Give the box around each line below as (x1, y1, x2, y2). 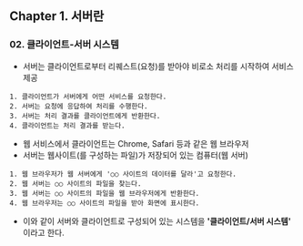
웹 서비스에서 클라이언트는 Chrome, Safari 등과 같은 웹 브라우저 (22, 138, 249, 149)
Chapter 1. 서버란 (9, 8, 105, 25)
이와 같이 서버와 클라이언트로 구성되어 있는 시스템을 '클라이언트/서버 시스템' (22, 215, 291, 226)
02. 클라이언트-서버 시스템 (9, 38, 120, 51)
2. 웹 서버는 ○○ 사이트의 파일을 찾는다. (9, 179, 142, 189)
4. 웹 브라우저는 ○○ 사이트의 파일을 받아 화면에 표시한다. (9, 199, 200, 208)
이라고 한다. (22, 227, 66, 238)
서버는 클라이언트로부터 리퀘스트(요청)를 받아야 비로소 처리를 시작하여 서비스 (22, 60, 294, 71)
